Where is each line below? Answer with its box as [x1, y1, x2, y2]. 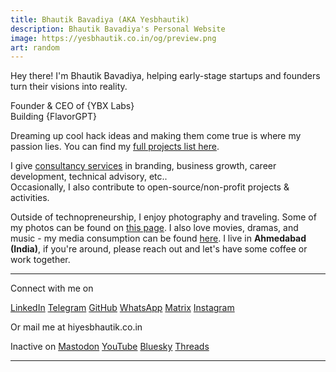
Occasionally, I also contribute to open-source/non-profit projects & [10, 181, 290, 193]
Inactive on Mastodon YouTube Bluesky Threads [10, 341, 210, 353]
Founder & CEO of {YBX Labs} [10, 100, 135, 112]
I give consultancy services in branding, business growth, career [10, 160, 277, 172]
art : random [10, 42, 60, 53]
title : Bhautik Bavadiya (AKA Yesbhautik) [10, 14, 190, 25]
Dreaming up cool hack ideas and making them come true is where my [10, 130, 302, 142]
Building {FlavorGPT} [10, 111, 97, 123]
